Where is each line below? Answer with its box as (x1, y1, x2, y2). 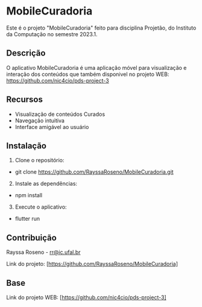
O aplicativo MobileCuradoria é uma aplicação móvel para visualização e (6, 64, 187, 71)
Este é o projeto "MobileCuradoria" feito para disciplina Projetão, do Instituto (6, 24, 197, 31)
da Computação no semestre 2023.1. (6, 30, 98, 37)
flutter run (14, 215, 40, 223)
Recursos (6, 95, 43, 105)
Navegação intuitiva (14, 116, 65, 124)
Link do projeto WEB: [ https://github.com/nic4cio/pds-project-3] (6, 294, 167, 301)
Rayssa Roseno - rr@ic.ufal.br (6, 248, 81, 256)
